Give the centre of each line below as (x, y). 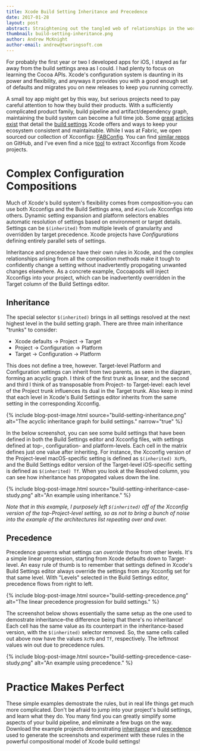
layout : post (22, 23)
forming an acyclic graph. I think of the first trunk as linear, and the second (98, 378)
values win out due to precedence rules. (56, 645)
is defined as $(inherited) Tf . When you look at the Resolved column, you (98, 471)
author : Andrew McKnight (37, 39)
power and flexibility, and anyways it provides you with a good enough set (97, 80)
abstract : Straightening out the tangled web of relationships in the (96, 28)
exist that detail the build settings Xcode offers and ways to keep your (92, 124)
